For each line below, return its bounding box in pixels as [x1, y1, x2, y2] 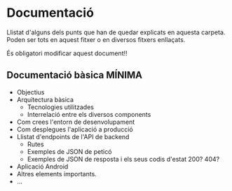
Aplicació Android [16, 162, 69, 171]
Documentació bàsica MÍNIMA [6, 69, 143, 81]
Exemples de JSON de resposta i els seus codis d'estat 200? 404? [27, 155, 220, 163]
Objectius [16, 87, 45, 96]
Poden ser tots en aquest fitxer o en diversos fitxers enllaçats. [6, 35, 186, 43]
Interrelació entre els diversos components [27, 110, 151, 118]
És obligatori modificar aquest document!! [6, 49, 128, 57]
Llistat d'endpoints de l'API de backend [16, 132, 130, 141]
